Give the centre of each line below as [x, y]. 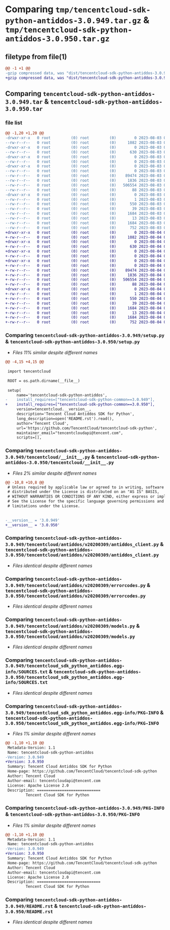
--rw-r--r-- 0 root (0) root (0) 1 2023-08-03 [83, 199]
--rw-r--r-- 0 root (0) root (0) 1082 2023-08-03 [83, 143]
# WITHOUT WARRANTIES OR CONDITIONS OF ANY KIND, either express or [81, 497]
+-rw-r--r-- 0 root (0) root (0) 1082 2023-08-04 [83, 237]
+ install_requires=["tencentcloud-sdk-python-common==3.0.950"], [80, 405]
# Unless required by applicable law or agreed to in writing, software [86, 487]
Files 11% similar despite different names [55, 353]
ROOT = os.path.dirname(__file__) [44, 381]
